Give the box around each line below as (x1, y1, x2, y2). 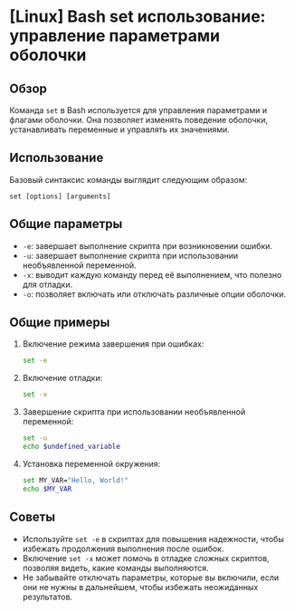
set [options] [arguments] (9, 192, 111, 201)
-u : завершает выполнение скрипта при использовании (22, 250, 239, 261)
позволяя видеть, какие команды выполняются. (22, 562, 209, 573)
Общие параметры (9, 216, 123, 232)
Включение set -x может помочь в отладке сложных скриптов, (22, 552, 270, 563)
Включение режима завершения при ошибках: (22, 339, 205, 349)
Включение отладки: (22, 373, 103, 384)
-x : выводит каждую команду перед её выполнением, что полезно (22, 269, 282, 280)
